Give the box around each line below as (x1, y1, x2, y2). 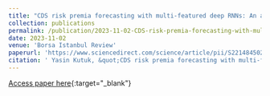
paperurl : (8, 49, 42, 57)
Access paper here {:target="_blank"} (8, 78, 132, 88)
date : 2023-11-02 (8, 34, 67, 42)
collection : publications (8, 19, 95, 27)
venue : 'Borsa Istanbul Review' (8, 42, 117, 50)
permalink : (8, 26, 45, 34)
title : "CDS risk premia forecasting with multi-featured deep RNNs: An (8, 11, 257, 20)
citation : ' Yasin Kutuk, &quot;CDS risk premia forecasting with (8, 57, 235, 65)
